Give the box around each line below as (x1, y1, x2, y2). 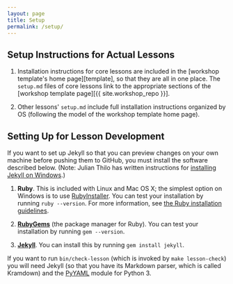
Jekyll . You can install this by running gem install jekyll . (17, 241, 184, 249)
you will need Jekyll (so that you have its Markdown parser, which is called (7, 262, 221, 269)
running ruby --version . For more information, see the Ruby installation (17, 199, 223, 207)
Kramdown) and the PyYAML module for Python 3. (7, 269, 152, 277)
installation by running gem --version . (17, 227, 125, 235)
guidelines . (17, 206, 49, 215)
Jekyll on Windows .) (7, 171, 66, 179)
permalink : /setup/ (7, 23, 64, 30)
